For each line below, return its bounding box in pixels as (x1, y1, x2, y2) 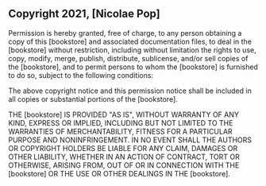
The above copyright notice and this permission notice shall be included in (8, 86, 252, 95)
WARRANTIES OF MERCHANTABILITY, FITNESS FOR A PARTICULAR (8, 126, 233, 136)
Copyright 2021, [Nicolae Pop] (8, 7, 160, 21)
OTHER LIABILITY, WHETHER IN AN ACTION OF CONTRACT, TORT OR (8, 152, 240, 161)
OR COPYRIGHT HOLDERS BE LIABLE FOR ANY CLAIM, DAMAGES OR (8, 143, 238, 153)
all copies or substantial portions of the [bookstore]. (8, 94, 179, 103)
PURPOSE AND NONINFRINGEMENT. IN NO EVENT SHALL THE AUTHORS (8, 135, 253, 145)
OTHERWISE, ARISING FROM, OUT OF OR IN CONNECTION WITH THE (8, 160, 240, 170)
